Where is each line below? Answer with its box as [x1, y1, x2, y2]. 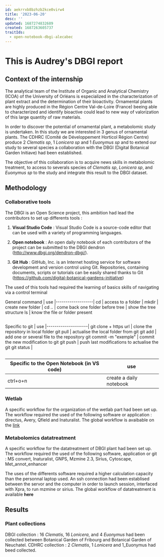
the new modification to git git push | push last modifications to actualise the [5, 339, 159, 345]
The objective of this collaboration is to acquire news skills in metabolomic [5, 159, 155, 165]
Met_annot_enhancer [5, 461, 47, 467]
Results [5, 506, 29, 514]
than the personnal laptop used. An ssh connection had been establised [5, 476, 150, 481]
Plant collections [5, 520, 46, 527]
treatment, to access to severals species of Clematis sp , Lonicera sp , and [5, 164, 153, 170]
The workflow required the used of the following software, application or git [5, 451, 157, 456]
